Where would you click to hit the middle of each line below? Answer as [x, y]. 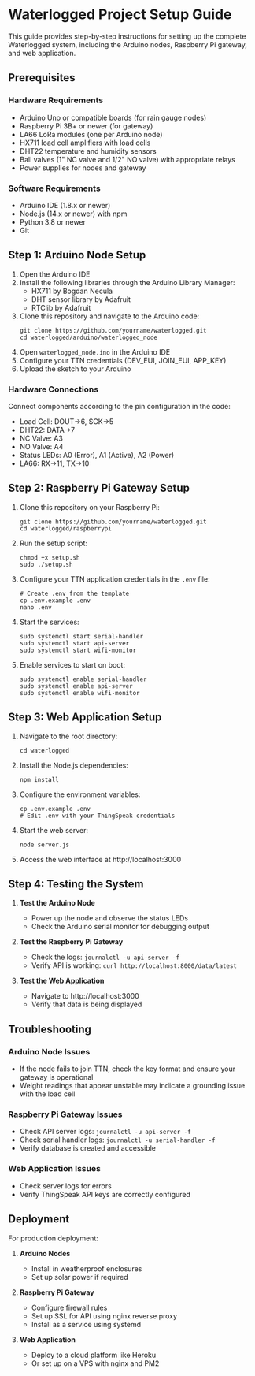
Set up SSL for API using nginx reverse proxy [104, 1316]
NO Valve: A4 [41, 447]
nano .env [36, 607]
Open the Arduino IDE [55, 274]
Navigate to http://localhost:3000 [85, 996]
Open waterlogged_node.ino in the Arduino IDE [95, 351]
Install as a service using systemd [86, 1324]
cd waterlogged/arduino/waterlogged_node [88, 337]
